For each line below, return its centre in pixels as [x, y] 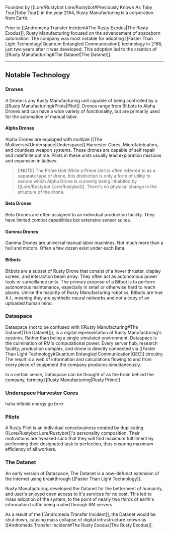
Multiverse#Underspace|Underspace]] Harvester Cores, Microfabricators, [82, 144]
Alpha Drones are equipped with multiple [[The [54, 139]
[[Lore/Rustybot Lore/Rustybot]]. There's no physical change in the [87, 187]
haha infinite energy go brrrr [34, 404]
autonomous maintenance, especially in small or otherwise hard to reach [80, 287]
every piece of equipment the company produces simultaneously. [73, 365]
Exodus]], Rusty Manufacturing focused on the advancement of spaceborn [83, 33]
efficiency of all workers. [31, 449]
